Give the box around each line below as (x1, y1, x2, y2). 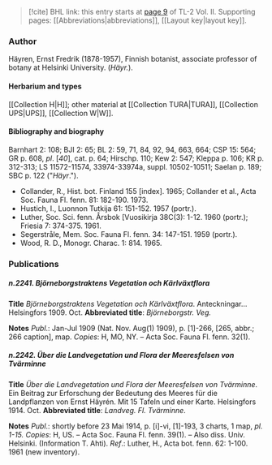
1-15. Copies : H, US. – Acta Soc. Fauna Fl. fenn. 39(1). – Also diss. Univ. (8, 429, 246, 439)
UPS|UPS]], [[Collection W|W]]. (8, 108, 114, 118)
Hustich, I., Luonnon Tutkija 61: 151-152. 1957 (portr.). (19, 203, 196, 213)
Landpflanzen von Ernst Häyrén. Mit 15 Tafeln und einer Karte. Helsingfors (8, 397, 257, 407)
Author (8, 36, 37, 47)
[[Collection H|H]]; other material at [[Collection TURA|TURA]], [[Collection (8, 99, 258, 109)
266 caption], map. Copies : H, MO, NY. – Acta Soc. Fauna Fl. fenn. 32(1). (8, 332, 251, 342)
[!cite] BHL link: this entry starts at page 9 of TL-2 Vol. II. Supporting (28, 7, 256, 16)
